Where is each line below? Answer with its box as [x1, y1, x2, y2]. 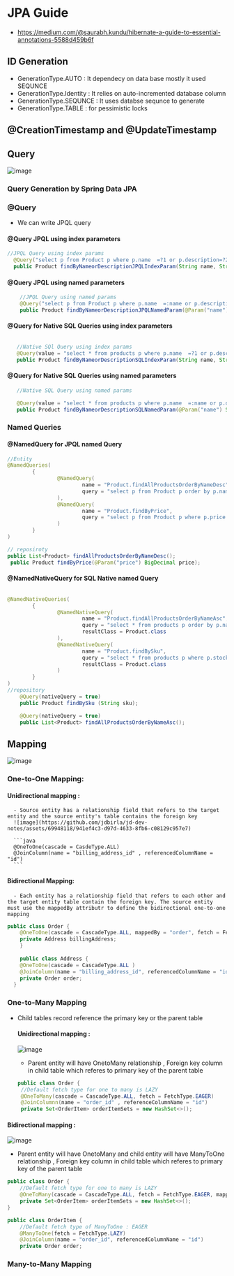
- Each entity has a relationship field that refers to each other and [13, 892, 226, 899]
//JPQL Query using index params [7, 250, 104, 257]
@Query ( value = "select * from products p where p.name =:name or [16, 400, 217, 407]
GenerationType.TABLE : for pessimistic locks [17, 103, 148, 113]
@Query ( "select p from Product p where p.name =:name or [19, 300, 192, 307]
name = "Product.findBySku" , [81, 648, 167, 655]
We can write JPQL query [17, 219, 91, 227]
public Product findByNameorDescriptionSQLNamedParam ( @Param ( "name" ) [16, 406, 223, 413]
